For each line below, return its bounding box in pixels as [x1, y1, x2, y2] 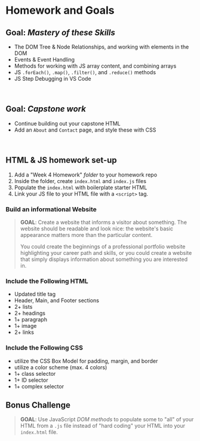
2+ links [14, 329, 34, 336]
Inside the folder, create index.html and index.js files [14, 177, 147, 184]
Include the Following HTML [5, 276, 88, 285]
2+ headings [14, 309, 46, 317]
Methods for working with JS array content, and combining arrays [14, 62, 177, 69]
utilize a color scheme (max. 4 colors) [14, 363, 107, 371]
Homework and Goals [5, 4, 115, 17]
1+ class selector [14, 370, 56, 377]
